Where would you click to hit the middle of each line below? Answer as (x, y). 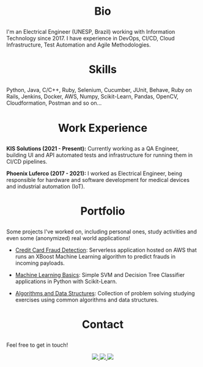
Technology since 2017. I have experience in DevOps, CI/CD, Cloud (91, 39)
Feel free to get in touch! (37, 345)
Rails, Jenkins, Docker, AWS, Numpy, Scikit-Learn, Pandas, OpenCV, (92, 97)
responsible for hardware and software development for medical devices (98, 180)
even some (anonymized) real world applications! (68, 238)
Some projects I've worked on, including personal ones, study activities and (102, 232)
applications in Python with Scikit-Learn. (66, 281)
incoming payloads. (40, 263)
